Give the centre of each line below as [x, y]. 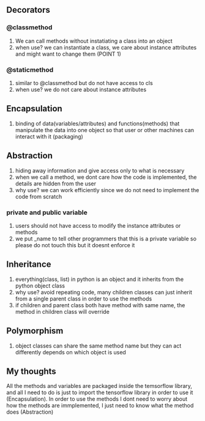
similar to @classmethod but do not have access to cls [84, 83]
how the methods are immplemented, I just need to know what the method [100, 406]
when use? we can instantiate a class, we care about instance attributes [106, 47]
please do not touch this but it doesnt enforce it [75, 245]
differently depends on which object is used [71, 352]
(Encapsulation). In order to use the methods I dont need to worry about [97, 399]
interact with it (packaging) [49, 136]
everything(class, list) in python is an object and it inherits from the [99, 279]
